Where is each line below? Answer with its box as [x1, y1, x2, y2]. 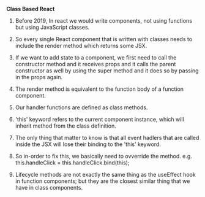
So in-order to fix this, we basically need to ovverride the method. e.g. [15, 153, 193, 160]
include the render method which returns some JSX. [15, 42, 147, 49]
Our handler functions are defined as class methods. [15, 104, 148, 111]
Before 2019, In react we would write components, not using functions [15, 17, 193, 24]
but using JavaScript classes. [15, 24, 90, 31]
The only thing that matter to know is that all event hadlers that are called [15, 134, 199, 141]
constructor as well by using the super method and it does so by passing [15, 67, 199, 74]
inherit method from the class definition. [15, 122, 116, 129]
